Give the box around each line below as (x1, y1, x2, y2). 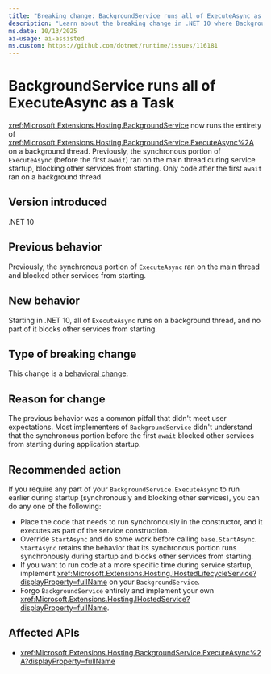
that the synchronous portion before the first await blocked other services (8, 431, 255, 440)
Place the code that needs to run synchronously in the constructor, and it (19, 516, 263, 526)
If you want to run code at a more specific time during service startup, (19, 559, 253, 570)
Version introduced (8, 196, 107, 209)
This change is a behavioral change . (8, 369, 129, 378)
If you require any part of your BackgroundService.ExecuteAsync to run (8, 484, 240, 494)
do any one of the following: (8, 501, 102, 511)
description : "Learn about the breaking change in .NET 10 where (8, 19, 232, 27)
